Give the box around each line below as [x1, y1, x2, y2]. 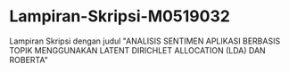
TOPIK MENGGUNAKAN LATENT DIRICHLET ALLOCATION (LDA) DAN [9, 44, 266, 55]
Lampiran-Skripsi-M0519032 [9, 6, 230, 27]
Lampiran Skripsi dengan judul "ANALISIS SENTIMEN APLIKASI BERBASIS [9, 36, 281, 46]
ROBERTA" [9, 54, 49, 65]
